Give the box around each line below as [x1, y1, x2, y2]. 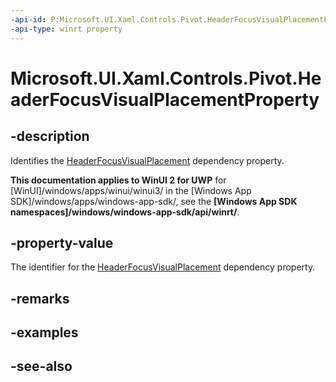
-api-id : [10, 14, 47, 25]
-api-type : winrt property [10, 24, 123, 34]
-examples [10, 324, 79, 341]
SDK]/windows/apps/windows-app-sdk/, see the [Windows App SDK [10, 195, 298, 207]
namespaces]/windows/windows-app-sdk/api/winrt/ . [10, 206, 240, 218]
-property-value [10, 234, 114, 251]
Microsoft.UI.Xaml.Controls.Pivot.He [10, 67, 322, 90]
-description [10, 128, 90, 145]
